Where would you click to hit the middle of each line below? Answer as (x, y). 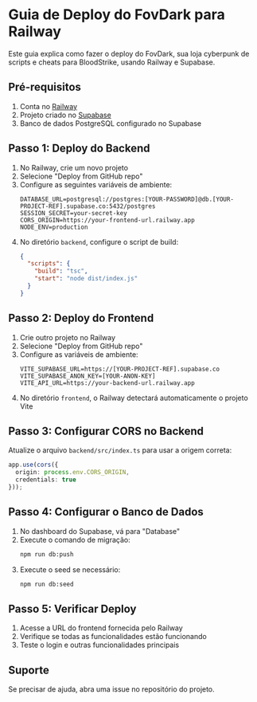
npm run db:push (47, 554)
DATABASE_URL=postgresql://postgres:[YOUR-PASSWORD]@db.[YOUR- (127, 199)
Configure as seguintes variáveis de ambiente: (96, 184)
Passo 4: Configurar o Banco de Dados (106, 512)
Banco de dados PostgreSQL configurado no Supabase (110, 123)
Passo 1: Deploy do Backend (79, 149)
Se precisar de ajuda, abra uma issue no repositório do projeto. (111, 689)
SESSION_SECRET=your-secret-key (73, 213)
